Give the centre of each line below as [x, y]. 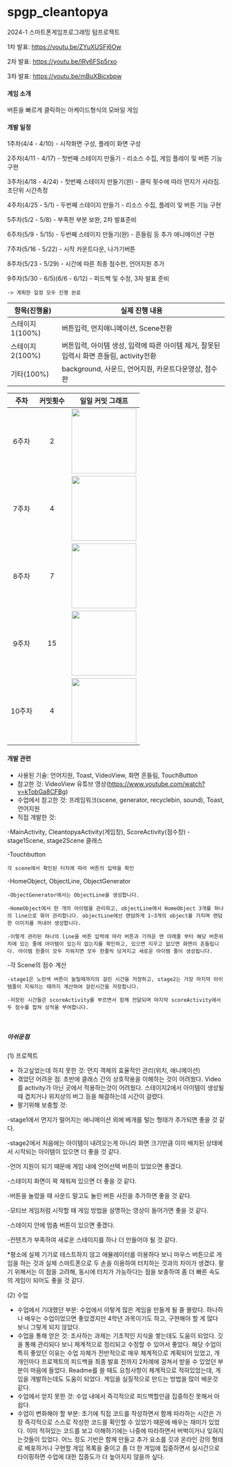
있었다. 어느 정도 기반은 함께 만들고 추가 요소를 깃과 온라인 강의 [126, 1439]
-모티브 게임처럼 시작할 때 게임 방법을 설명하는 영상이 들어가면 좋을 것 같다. [108, 1210]
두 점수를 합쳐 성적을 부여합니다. [48, 1007]
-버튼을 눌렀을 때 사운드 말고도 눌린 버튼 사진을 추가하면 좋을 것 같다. [99, 1195]
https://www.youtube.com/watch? [157, 784]
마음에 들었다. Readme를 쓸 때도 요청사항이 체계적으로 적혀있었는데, [122, 1370]
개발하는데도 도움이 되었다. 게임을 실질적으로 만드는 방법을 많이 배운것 [124, 1379]
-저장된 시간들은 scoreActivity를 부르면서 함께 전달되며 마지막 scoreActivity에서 [114, 1000]
